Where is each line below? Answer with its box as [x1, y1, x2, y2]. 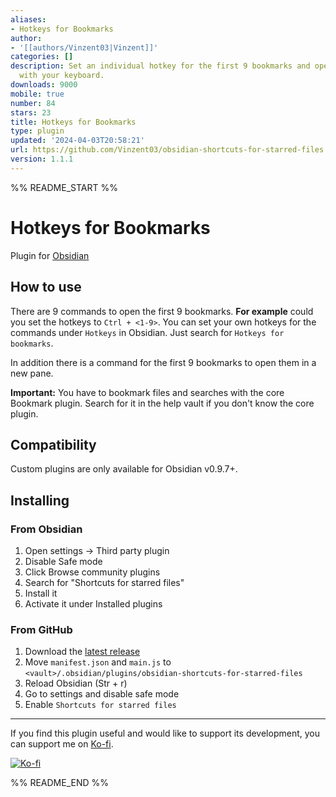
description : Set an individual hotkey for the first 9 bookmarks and [10, 61, 311, 71]
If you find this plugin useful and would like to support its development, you [10, 727, 320, 740]
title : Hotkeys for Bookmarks [10, 117, 137, 127]
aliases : [10, 14, 47, 25]
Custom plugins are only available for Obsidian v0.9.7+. [10, 463, 238, 475]
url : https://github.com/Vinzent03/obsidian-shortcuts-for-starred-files [10, 145, 325, 155]
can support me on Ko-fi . [10, 738, 114, 750]
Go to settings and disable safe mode [24, 688, 180, 700]
